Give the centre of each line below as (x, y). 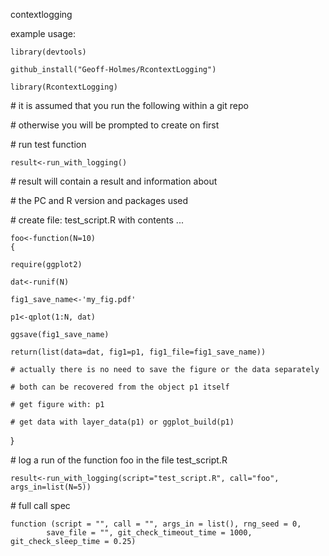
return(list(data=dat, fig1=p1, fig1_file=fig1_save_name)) (138, 352)
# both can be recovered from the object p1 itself (120, 387)
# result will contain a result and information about (114, 181)
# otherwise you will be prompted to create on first (115, 125)
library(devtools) (48, 52)
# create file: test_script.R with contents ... (97, 220)
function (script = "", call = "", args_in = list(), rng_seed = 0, (156, 524)
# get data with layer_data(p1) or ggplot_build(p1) (122, 422)
